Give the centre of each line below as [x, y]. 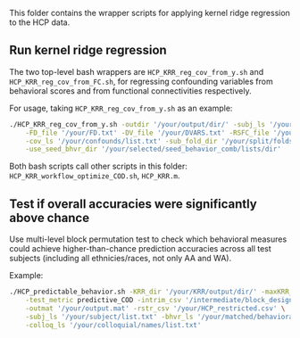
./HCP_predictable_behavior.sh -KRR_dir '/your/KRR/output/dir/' [133, 292]
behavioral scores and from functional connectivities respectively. [130, 91]
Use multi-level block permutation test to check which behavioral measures [148, 239]
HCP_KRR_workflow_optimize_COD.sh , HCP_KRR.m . [95, 176]
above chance [50, 218]
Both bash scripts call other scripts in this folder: [98, 166]
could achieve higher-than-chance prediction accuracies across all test [141, 249]
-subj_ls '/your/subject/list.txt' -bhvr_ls [109, 317]
